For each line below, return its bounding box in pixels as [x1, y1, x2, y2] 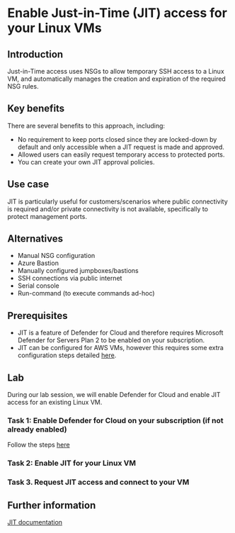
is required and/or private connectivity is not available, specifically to [7, 204, 209, 213]
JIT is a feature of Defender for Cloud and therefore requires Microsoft [17, 328, 224, 337]
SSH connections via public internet [17, 274, 122, 283]
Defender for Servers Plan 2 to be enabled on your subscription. [17, 336, 205, 344]
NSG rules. [7, 82, 39, 90]
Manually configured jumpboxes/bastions [17, 266, 139, 275]
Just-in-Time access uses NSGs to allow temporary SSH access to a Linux [7, 67, 224, 75]
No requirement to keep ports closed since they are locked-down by [17, 135, 217, 143]
